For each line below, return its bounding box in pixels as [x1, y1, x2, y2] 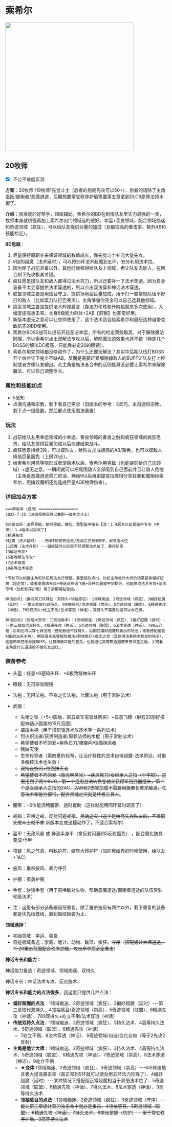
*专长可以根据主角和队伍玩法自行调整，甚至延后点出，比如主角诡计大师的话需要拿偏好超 [5, 575, 164, 580]
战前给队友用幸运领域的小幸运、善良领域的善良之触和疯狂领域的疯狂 [12, 434, 157, 441]
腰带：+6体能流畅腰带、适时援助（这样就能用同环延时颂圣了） [12, 802, 144, 808]
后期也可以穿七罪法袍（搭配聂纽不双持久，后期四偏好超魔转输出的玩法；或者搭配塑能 [12, 628, 165, 633]
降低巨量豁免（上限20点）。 [12, 453, 71, 460]
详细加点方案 [5, 494, 37, 501]
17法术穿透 [5, 560, 26, 565]
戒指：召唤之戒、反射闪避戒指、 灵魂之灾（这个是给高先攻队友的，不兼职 [12, 813, 165, 819]
